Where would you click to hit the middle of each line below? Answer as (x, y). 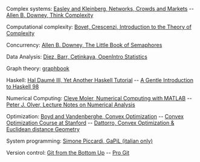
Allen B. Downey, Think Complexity (50, 15)
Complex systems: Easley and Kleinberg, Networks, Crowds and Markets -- (100, 9)
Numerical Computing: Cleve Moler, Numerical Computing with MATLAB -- (99, 98)
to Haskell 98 (23, 86)
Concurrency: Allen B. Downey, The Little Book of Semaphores (84, 45)
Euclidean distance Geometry (43, 129)
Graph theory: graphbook (38, 68)
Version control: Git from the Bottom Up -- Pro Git (68, 153)
